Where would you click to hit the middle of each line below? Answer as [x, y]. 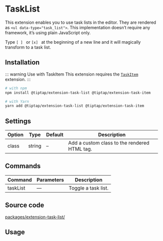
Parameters [50, 179]
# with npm [16, 88]
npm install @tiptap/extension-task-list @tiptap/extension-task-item [78, 93]
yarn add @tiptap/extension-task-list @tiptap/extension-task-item [75, 106]
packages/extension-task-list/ [35, 217]
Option [16, 135]
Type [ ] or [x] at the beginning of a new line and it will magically [73, 42]
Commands [23, 166]
